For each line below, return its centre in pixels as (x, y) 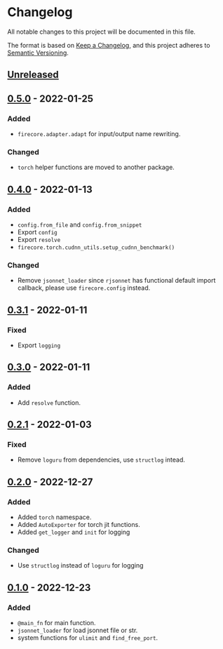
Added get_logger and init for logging (74, 532)
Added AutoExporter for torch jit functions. (79, 525)
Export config (37, 232)
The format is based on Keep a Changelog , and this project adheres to (109, 45)
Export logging (39, 345)
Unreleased (33, 75)
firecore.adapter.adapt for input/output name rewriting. (99, 134)
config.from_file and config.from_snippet (80, 225)
